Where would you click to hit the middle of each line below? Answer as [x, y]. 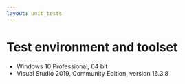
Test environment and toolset [92, 47]
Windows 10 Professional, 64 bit [62, 66]
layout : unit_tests [34, 13]
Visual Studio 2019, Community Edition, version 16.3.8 [92, 73]
